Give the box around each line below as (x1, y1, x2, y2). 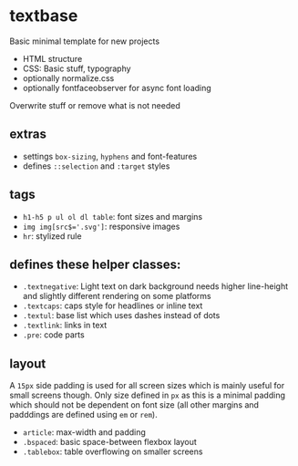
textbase (9, 5, 78, 26)
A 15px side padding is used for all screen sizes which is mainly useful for (9, 380, 285, 391)
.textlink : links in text (22, 320, 108, 331)
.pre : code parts (22, 329, 85, 340)
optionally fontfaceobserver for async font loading (22, 82, 211, 93)
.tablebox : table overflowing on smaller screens (22, 446, 203, 457)
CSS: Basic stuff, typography (22, 63, 131, 74)
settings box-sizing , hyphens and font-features (22, 150, 198, 161)
